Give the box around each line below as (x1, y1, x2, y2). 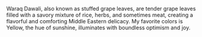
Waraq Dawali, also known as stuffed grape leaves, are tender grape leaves (6, 5, 197, 12)
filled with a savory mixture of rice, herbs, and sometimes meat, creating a (6, 11, 193, 18)
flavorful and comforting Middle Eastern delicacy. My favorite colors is (6, 18, 183, 24)
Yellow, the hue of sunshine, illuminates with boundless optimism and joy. (6, 24, 191, 31)
